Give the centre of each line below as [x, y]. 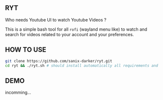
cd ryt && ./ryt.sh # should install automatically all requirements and [82, 65]
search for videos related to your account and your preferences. [70, 34]
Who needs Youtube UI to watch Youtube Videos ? [56, 20]
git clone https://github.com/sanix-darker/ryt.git [59, 61]
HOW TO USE [26, 50]
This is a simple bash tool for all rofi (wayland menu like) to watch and [76, 29]
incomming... [18, 93]
